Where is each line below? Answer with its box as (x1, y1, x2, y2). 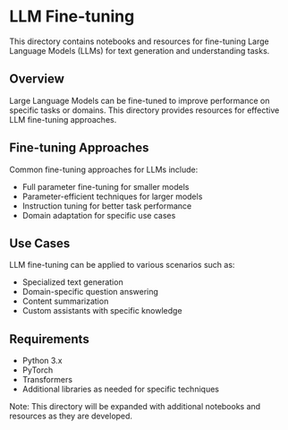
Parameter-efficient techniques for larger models (21, 191, 203, 202)
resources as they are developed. (9, 410, 132, 422)
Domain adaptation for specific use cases (21, 210, 176, 220)
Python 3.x (21, 356, 63, 366)
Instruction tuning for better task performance (21, 200, 192, 211)
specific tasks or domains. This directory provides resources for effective (9, 105, 280, 116)
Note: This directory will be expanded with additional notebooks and (9, 401, 261, 412)
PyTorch (21, 365, 54, 375)
